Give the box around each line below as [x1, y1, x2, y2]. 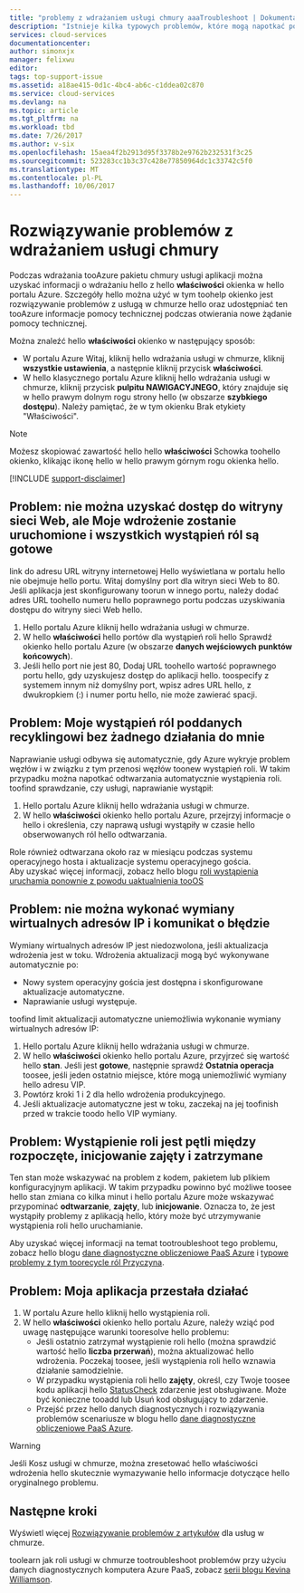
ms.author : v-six [9, 139, 75, 149]
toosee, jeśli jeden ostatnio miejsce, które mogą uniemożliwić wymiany [22, 1070, 287, 1080]
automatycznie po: [9, 959, 79, 970]
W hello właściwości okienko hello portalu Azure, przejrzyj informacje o [22, 810, 291, 820]
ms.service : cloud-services [9, 89, 116, 98]
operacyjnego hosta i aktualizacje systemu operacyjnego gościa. [9, 856, 252, 867]
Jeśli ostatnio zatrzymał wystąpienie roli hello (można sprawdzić [35, 1337, 277, 1348]
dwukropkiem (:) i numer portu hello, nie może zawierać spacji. [22, 689, 258, 700]
